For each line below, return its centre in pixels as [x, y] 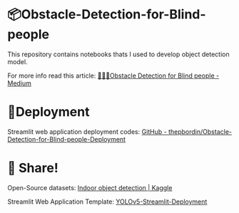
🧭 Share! [33, 168]
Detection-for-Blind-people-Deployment [67, 139]
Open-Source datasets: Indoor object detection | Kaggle [90, 187]
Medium [20, 83]
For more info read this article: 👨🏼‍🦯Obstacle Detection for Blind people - [113, 76]
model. [17, 61]
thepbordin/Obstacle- [200, 131]
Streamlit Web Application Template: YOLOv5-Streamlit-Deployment [107, 202]
